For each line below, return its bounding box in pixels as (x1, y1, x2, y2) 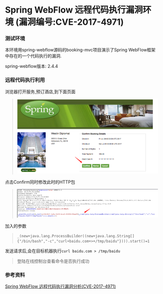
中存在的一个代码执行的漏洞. (5, 53, 62, 59)
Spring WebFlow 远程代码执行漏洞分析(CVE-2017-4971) (5, 283, 116, 289)
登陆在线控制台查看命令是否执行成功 (16, 258, 90, 264)
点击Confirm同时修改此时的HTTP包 (5, 179, 75, 185)
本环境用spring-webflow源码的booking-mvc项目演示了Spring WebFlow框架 (5, 47, 156, 53)
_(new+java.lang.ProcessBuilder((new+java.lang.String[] (16, 234, 135, 239)
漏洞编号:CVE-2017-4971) (18, 16, 124, 28)
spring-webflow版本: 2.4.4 (5, 64, 58, 69)
